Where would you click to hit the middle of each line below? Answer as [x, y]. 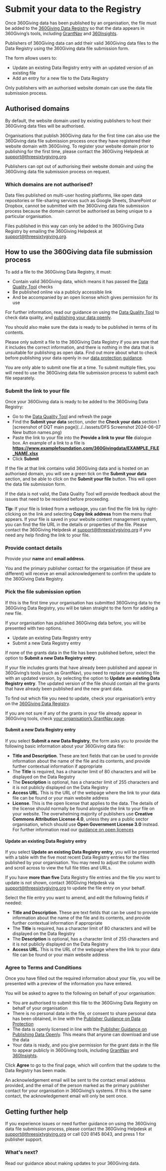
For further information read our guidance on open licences [73, 829]
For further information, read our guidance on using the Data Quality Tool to [82, 312]
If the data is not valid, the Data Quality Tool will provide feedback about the [83, 494]
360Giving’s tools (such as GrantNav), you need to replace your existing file [82, 673]
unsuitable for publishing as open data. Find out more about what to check [81, 352]
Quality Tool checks [32, 287]
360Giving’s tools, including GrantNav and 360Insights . [61, 33]
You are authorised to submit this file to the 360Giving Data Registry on [85, 1003]
